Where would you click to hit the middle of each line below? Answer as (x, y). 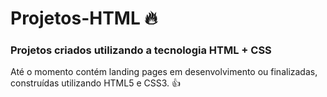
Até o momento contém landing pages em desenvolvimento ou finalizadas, (164, 72)
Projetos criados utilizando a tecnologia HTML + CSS (141, 50)
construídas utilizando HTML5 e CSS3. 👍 (95, 83)
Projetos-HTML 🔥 (84, 18)
